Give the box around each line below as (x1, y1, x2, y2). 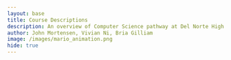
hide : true (7, 42, 39, 49)
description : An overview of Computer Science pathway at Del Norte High (7, 23, 225, 30)
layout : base (7, 10, 45, 17)
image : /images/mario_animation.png (7, 36, 113, 43)
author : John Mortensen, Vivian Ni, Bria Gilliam (7, 29, 154, 37)
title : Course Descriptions (7, 17, 89, 23)
